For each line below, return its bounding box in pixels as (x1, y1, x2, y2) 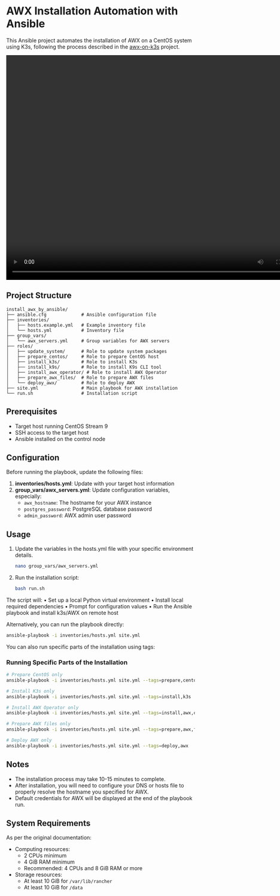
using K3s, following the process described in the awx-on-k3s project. (6, 43, 180, 50)
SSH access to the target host (14, 429, 89, 436)
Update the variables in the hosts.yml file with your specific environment (14, 545, 194, 553)
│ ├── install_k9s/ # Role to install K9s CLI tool (6, 364, 162, 370)
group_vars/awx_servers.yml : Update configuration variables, (14, 487, 171, 494)
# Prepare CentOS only (6, 672, 63, 678)
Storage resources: (14, 871, 63, 879)
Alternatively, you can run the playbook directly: (6, 620, 124, 627)
